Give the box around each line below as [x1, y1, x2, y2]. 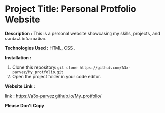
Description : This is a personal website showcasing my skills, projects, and [5, 30, 160, 36]
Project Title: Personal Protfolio [5, 3, 136, 15]
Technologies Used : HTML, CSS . [5, 45, 76, 51]
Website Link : [5, 83, 35, 89]
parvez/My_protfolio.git [12, 69, 64, 75]
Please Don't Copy [5, 102, 45, 108]
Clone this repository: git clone [12, 64, 78, 70]
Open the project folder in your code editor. [12, 74, 101, 79]
